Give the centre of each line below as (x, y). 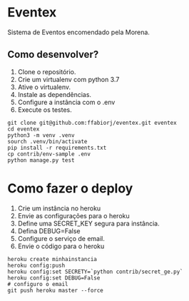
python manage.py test (41, 160)
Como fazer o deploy (70, 188)
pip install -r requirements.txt (57, 148)
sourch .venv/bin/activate (47, 141)
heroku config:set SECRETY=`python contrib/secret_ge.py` (95, 272)
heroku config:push (36, 265)
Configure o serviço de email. (61, 238)
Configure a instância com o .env (66, 102)
